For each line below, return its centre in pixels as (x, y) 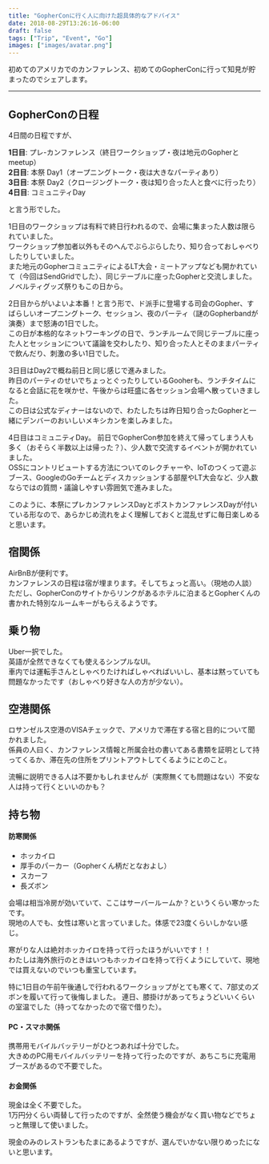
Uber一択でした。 (38, 651)
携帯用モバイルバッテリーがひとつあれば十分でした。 (96, 1046)
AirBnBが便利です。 (40, 572)
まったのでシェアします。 (50, 79)
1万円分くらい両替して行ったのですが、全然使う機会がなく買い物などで (125, 1115)
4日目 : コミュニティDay (47, 192)
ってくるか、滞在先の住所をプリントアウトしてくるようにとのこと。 (120, 760)
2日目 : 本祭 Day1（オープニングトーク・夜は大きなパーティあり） (116, 172)
